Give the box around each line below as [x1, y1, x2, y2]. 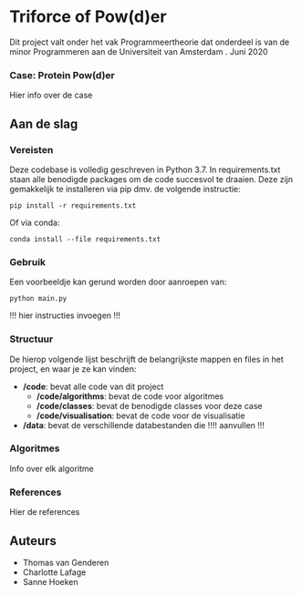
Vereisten [9, 143, 54, 156]
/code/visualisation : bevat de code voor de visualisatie [36, 410, 245, 421]
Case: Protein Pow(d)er [9, 68, 116, 81]
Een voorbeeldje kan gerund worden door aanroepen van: [9, 276, 227, 288]
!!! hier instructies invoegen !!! [9, 310, 121, 321]
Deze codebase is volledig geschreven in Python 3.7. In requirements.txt [9, 164, 281, 175]
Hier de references [9, 507, 80, 518]
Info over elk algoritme [9, 463, 94, 474]
